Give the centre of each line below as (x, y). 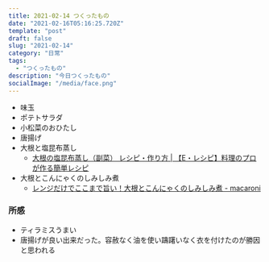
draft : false (30, 38)
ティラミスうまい (48, 230)
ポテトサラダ (41, 117)
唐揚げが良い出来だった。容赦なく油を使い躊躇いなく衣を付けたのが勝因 (140, 239)
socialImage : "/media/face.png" (62, 83)
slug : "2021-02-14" (41, 46)
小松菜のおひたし (48, 127)
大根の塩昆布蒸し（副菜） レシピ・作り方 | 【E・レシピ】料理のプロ (144, 157)
